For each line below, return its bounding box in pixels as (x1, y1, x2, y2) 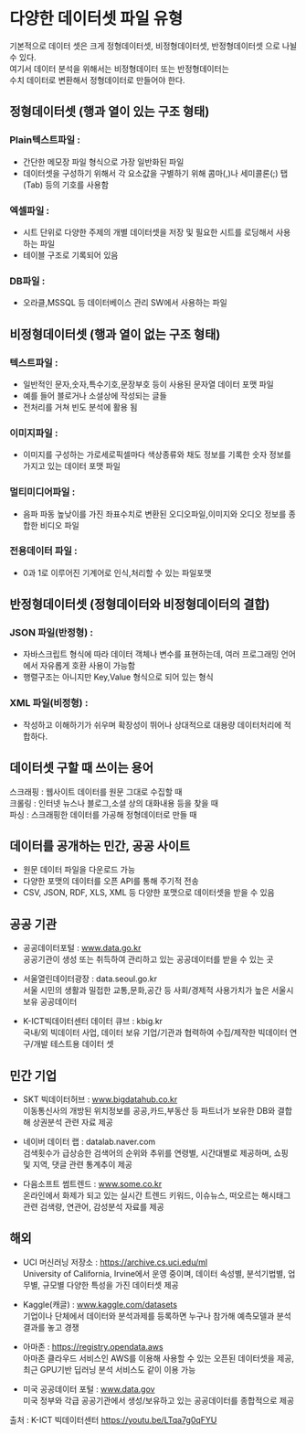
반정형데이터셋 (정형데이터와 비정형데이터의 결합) (9, 596, 270, 613)
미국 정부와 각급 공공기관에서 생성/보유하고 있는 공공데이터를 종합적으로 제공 (22, 1395, 295, 1406)
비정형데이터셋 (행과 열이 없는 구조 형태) (9, 326, 221, 342)
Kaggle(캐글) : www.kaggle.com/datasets (22, 1299, 178, 1310)
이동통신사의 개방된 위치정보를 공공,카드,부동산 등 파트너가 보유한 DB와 (22, 1106, 276, 1117)
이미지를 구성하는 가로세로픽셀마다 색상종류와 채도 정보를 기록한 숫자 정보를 (22, 449, 292, 460)
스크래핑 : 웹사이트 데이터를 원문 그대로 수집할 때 (9, 786, 183, 797)
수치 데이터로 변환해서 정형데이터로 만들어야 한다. (9, 74, 185, 85)
